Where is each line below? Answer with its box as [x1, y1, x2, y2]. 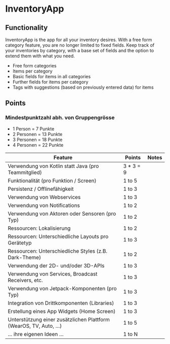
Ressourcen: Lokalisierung [8, 224, 71, 231]
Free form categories [12, 63, 57, 68]
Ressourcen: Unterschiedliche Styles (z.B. [8, 247, 108, 254]
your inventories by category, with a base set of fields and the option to [5, 48, 154, 53]
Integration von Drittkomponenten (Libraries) [8, 299, 114, 306]
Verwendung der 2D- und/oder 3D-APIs [8, 262, 105, 269]
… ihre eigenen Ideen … [8, 330, 64, 337]
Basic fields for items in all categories [12, 74, 91, 79]
